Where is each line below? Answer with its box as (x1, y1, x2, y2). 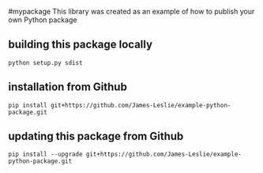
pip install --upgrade (8, 150, 83, 159)
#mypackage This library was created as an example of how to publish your (8, 7, 255, 16)
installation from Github (8, 81, 128, 94)
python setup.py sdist (8, 58, 83, 66)
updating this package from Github (8, 130, 184, 143)
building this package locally (8, 38, 152, 51)
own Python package (8, 15, 77, 24)
